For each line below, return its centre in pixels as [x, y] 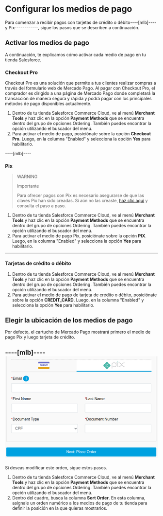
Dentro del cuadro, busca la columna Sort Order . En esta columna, [79, 498]
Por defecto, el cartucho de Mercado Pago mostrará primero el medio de [78, 332]
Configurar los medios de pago [69, 9]
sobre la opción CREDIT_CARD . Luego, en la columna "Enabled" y [78, 300]
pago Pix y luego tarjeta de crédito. [40, 337]
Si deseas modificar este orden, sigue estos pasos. [56, 467]
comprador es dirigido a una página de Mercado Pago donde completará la [80, 93]
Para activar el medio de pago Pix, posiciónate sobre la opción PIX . [79, 236]
